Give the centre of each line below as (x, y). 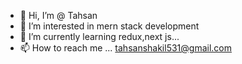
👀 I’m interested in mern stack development (109, 26)
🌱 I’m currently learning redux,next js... (99, 36)
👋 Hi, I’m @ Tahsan (58, 15)
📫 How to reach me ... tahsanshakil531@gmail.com (125, 48)
